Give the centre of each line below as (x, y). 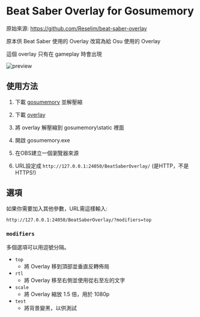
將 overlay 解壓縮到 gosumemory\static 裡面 (69, 127)
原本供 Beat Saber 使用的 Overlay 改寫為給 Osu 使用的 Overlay (83, 41)
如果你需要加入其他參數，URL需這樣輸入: (57, 208)
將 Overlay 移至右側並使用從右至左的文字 (74, 280)
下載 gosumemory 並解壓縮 (49, 102)
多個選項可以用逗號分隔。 (38, 247)
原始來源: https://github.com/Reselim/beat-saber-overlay (77, 28)
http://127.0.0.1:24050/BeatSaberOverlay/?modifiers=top (79, 220)
